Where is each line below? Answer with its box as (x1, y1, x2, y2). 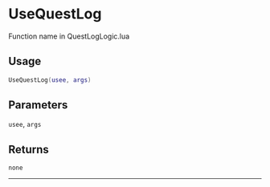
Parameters (8, 98, 68, 112)
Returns (8, 142, 50, 157)
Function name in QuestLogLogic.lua (8, 31, 130, 41)
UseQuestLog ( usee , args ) (8, 75, 92, 84)
